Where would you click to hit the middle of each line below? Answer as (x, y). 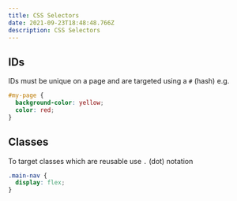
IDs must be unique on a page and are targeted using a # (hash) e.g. (119, 81)
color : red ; (35, 110)
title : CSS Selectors (44, 15)
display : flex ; (40, 183)
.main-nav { (28, 175)
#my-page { (26, 95)
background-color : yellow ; (60, 103)
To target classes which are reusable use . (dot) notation (101, 161)
